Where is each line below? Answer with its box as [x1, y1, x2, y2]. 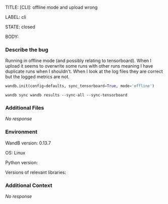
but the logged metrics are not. [5, 74, 70, 80]
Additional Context [5, 182, 52, 189]
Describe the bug [5, 46, 49, 53]
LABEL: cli [5, 14, 26, 20]
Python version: [5, 159, 38, 166]
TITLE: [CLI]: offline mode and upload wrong [5, 5, 98, 10]
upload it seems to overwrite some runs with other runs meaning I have [5, 63, 153, 69]
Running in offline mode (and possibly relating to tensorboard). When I [5, 58, 152, 64]
